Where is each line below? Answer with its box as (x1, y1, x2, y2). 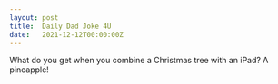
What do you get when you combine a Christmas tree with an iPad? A (9, 55, 269, 66)
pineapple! (9, 64, 50, 75)
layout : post (9, 13, 59, 23)
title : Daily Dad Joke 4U (9, 22, 112, 31)
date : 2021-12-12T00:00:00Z (9, 30, 124, 39)
